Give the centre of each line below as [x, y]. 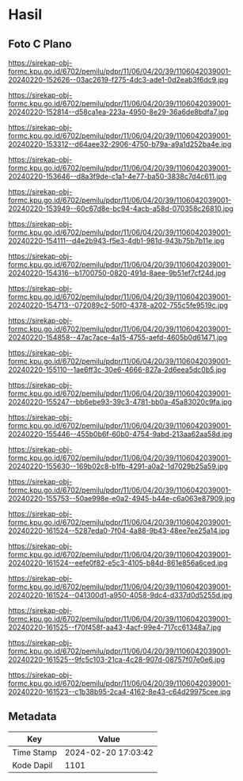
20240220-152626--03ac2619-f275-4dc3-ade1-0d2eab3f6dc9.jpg [118, 80]
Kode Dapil [32, 765]
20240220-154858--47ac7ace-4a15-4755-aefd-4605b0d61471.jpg [118, 337]
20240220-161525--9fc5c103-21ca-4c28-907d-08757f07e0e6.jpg [117, 659]
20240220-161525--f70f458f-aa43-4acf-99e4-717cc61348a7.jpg [115, 627]
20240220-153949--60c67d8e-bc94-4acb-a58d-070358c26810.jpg [121, 209]
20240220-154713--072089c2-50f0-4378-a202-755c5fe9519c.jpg [118, 305]
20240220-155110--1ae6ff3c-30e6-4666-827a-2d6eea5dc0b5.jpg [117, 369]
